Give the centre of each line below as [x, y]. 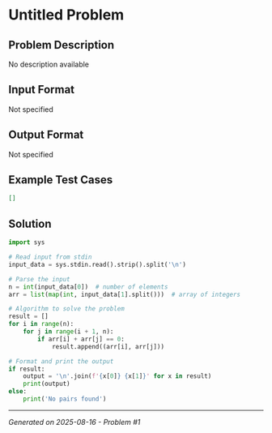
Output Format [46, 135]
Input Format [42, 90]
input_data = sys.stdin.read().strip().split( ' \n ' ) [97, 264]
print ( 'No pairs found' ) [65, 399]
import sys [27, 242]
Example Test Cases [61, 180]
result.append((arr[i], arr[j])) [108, 346]
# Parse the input [39, 279]
